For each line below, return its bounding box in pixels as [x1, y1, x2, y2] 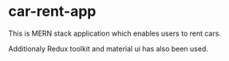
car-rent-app [8, 2, 97, 21]
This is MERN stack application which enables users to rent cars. [8, 29, 222, 38]
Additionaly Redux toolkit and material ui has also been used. [8, 44, 209, 53]
